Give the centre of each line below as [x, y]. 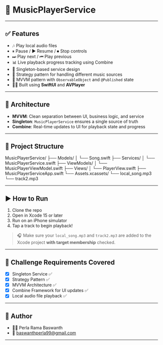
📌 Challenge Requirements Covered [60, 262]
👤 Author [19, 316]
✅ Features [22, 34]
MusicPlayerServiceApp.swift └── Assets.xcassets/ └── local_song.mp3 [78, 173]
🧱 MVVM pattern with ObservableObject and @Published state [73, 79]
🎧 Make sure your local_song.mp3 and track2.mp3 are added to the [84, 236]
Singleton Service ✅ [32, 274]
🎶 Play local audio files [34, 45]
